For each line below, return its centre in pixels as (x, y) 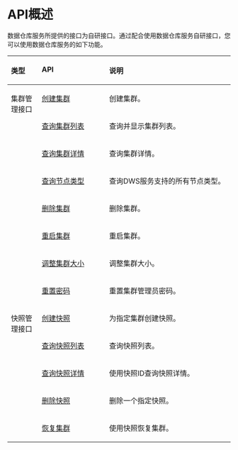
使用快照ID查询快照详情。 (152, 373)
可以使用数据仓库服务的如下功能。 (57, 44)
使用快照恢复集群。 (141, 428)
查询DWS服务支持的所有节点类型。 (167, 181)
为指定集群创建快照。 (144, 318)
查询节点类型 (63, 181)
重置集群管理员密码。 (144, 291)
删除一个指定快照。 (141, 400)
